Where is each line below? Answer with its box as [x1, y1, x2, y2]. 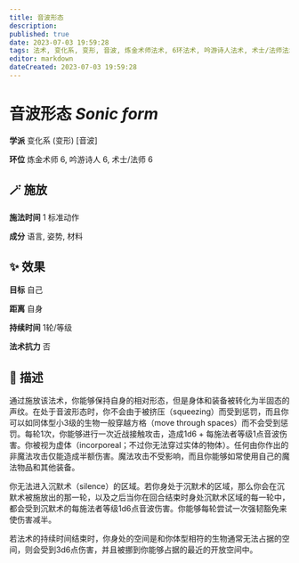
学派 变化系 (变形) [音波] [9, 135, 98, 145]
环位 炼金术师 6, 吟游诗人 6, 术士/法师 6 [9, 153, 153, 165]
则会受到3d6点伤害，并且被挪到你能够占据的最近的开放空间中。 [24, 544, 258, 555]
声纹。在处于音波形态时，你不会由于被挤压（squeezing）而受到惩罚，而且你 [9, 406, 289, 417]
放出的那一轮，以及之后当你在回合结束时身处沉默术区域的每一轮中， [39, 492, 290, 503]
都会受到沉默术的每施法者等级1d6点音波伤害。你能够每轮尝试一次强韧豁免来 [9, 503, 287, 514]
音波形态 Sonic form [9, 104, 158, 125]
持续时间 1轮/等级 [9, 322, 73, 333]
